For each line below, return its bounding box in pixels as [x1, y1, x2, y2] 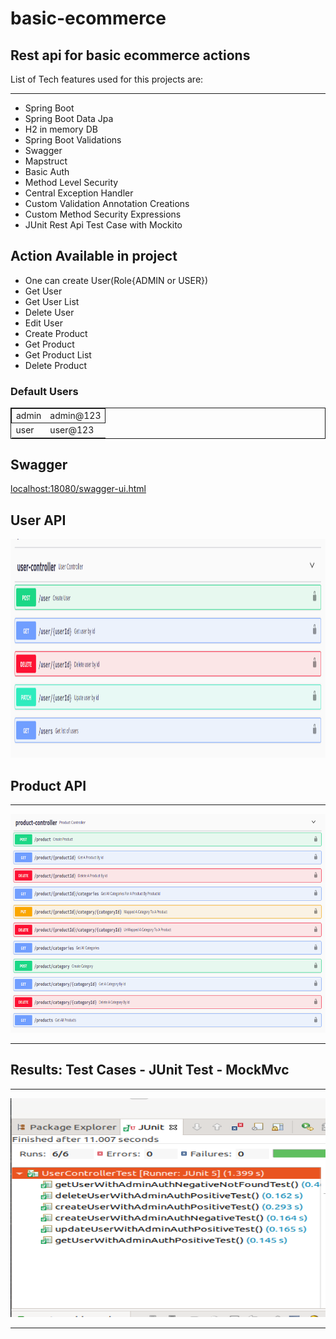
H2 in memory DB [24, 123, 98, 135]
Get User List [24, 295, 80, 307]
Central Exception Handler [24, 187, 134, 199]
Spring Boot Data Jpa [24, 113, 114, 124]
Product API [10, 777, 87, 794]
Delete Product [24, 359, 87, 371]
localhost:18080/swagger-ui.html [10, 483, 147, 495]
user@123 [49, 424, 95, 436]
